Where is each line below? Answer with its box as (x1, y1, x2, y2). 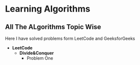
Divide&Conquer (19, 50, 54, 56)
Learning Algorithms (5, 3, 90, 15)
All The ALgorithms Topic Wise (5, 23, 101, 31)
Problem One (26, 55, 54, 61)
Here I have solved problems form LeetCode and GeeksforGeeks (5, 35, 135, 41)
